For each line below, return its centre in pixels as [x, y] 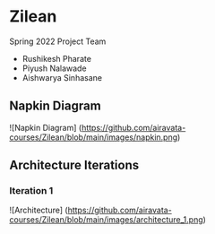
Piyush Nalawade [54, 68]
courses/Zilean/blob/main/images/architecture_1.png [106, 220]
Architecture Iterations [74, 165]
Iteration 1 [31, 191]
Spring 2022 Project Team [58, 41]
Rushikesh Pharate [57, 58]
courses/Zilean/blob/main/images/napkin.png [94, 137]
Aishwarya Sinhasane [62, 77]
